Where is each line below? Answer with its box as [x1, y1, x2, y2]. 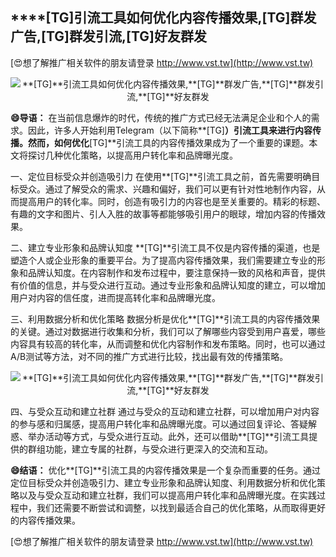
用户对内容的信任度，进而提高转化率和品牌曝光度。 [10, 291, 221, 303]
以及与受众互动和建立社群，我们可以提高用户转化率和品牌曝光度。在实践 [18, 489, 317, 501]
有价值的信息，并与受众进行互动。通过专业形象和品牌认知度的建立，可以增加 [10, 279, 326, 291]
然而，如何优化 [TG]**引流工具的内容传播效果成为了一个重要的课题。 [27, 136, 310, 148]
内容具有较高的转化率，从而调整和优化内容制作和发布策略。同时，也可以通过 [10, 338, 326, 350]
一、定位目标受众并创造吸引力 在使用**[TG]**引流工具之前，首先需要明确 [10, 170, 312, 182]
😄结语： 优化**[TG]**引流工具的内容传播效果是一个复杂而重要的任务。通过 [10, 464, 321, 476]
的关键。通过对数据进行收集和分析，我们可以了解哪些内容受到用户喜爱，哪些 [10, 325, 326, 337]
